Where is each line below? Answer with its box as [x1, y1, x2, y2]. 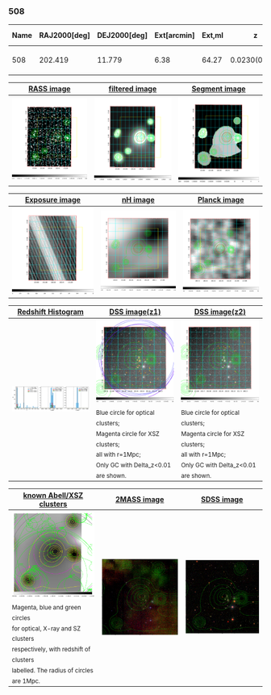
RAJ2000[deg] [39, 31, 90, 40]
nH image [121, 195, 155, 205]
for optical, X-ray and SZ [11, 624, 81, 633]
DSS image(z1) [109, 307, 161, 316]
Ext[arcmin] [154, 31, 195, 40]
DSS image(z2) [194, 307, 246, 316]
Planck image [197, 195, 244, 205]
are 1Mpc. [11, 676, 40, 685]
